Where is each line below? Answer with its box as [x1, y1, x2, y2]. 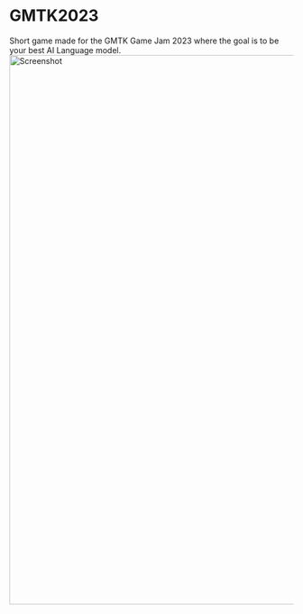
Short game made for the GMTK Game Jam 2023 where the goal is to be [9, 35, 280, 46]
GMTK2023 [9, 5, 99, 26]
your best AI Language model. [9, 44, 122, 55]
